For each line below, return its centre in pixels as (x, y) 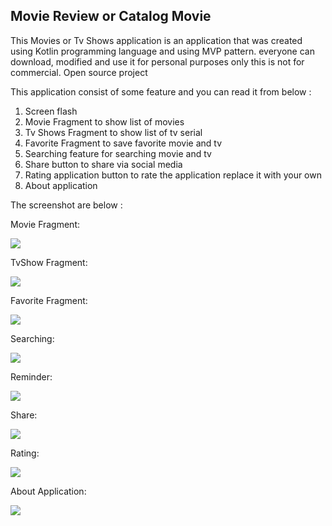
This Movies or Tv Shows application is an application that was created (156, 40)
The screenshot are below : (66, 205)
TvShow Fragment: (49, 262)
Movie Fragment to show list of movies (104, 121)
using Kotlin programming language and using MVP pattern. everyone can (162, 51)
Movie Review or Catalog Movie (111, 16)
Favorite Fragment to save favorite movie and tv (123, 143)
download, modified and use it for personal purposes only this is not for (157, 61)
